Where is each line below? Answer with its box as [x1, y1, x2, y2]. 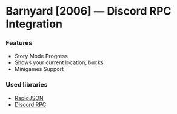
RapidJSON [14, 94, 44, 101]
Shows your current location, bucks [14, 59, 104, 66]
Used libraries [5, 81, 48, 89]
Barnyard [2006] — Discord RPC [5, 4, 172, 18]
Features [5, 39, 33, 47]
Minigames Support [14, 65, 64, 73]
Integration [5, 17, 63, 31]
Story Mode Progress [14, 53, 68, 60]
